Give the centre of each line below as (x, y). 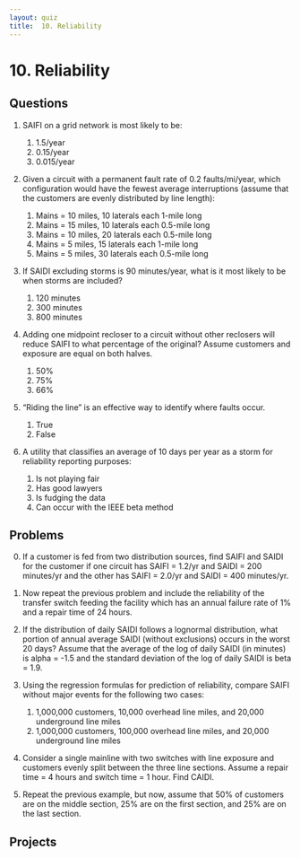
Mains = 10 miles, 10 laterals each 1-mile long (119, 215)
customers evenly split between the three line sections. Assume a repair (155, 767)
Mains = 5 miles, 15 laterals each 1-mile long (117, 244)
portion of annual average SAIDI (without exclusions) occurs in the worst (156, 639)
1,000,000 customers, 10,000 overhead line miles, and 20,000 (150, 712)
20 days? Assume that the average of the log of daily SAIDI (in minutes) (154, 649)
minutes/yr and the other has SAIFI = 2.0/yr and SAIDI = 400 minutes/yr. (155, 576)
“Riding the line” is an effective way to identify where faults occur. (144, 407)
